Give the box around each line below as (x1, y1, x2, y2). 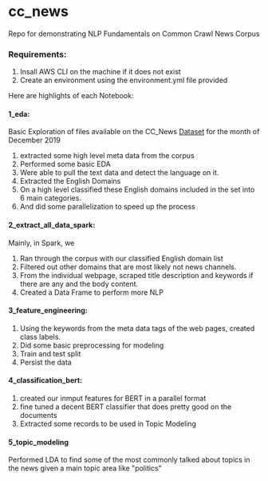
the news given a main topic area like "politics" (8, 463, 162, 473)
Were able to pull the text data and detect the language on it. (19, 168, 219, 177)
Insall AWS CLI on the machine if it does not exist (19, 67, 181, 77)
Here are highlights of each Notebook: (8, 91, 134, 101)
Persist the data (19, 357, 72, 367)
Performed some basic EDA (19, 159, 112, 169)
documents (19, 411, 57, 420)
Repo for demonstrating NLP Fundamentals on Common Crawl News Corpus (8, 29, 260, 38)
